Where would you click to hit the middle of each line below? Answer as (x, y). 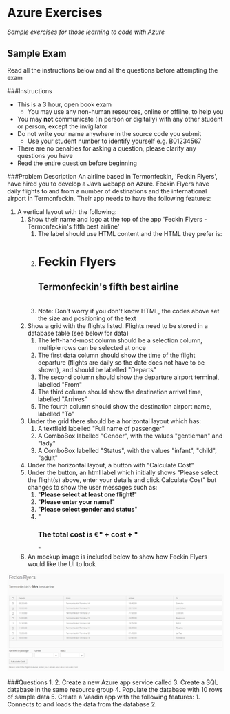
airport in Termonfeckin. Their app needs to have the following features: (109, 198)
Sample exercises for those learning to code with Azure (86, 32)
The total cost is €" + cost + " (88, 534)
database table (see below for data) (78, 333)
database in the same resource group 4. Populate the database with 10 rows (115, 689)
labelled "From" (60, 384)
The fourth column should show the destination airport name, (125, 406)
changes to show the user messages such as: (92, 487)
